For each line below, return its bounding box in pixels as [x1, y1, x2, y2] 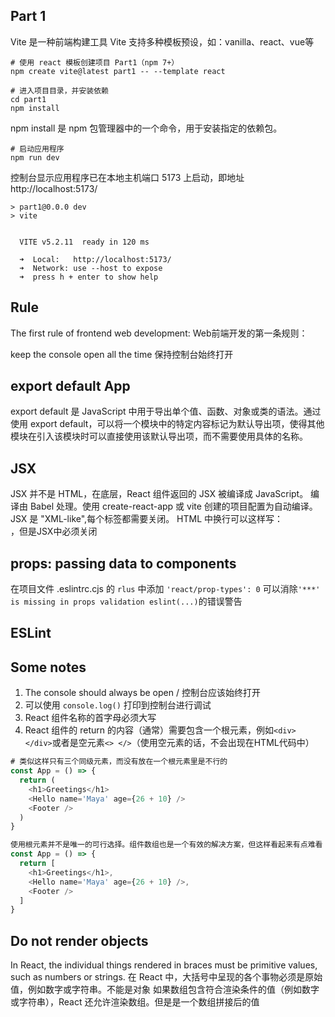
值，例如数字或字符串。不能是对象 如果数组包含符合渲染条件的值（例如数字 [10, 984, 320, 996]
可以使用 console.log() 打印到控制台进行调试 [24, 699, 212, 711]
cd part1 [10, 94, 47, 104]
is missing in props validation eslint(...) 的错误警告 [10, 595, 243, 608]
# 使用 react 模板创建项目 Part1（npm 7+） [10, 57, 180, 68]
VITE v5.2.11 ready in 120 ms [19, 237, 150, 247]
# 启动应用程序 [10, 144, 65, 154]
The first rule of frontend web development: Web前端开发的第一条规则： [10, 327, 308, 339]
